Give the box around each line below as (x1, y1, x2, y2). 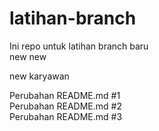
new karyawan (9, 70, 70, 82)
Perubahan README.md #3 (9, 110, 123, 122)
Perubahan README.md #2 (9, 100, 122, 112)
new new (9, 50, 47, 62)
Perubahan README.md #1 (9, 89, 121, 101)
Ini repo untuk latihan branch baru (9, 40, 149, 52)
